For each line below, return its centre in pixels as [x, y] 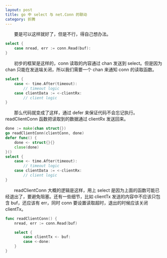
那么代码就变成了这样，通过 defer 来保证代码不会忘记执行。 [76, 113]
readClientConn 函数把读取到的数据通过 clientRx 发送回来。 [67, 119]
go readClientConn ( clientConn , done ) [45, 133]
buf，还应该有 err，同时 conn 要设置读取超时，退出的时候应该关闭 [79, 203]
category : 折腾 [20, 19]
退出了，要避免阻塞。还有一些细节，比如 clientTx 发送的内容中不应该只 [82, 196]
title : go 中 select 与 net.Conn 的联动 [46, 15]
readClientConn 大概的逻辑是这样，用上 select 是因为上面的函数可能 [85, 190]
